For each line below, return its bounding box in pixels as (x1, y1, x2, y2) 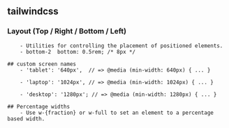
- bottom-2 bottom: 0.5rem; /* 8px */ (20, 48, 136, 55)
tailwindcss (7, 6, 59, 17)
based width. (7, 115, 45, 122)
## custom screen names (7, 61, 77, 67)
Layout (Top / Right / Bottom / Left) (7, 26, 127, 36)
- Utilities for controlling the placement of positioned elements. (20, 42, 223, 49)
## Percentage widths (7, 103, 71, 110)
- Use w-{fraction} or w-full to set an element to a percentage (20, 109, 214, 116)
